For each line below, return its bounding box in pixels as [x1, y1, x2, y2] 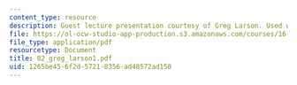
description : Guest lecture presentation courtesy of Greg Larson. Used [9, 21, 283, 30]
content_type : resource [9, 12, 97, 22]
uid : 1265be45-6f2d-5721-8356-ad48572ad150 [9, 63, 172, 72]
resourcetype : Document [9, 46, 97, 55]
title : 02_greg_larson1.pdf [9, 54, 113, 63]
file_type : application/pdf [9, 37, 113, 47]
